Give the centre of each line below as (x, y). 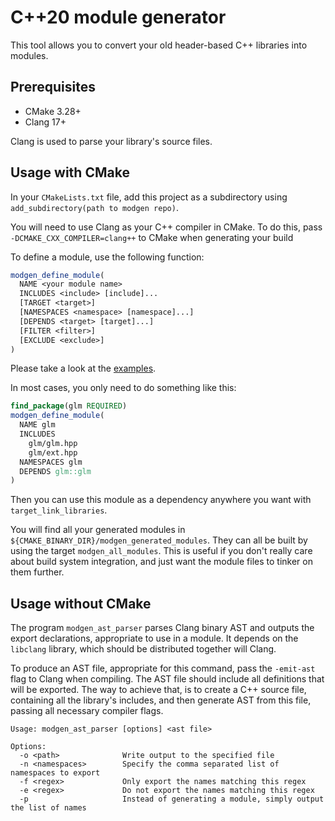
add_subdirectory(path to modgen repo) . (94, 207)
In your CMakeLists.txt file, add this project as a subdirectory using (149, 197)
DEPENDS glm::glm (55, 471)
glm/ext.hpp (53, 452)
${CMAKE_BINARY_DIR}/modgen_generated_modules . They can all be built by (159, 540)
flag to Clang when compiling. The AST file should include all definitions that (167, 679)
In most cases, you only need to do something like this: (123, 388)
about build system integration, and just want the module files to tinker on (161, 562)
